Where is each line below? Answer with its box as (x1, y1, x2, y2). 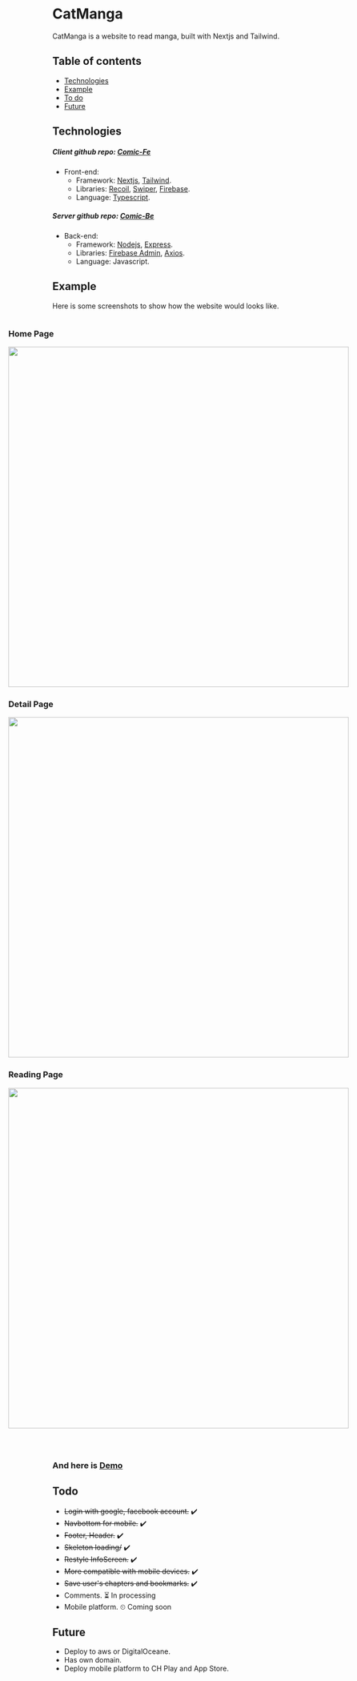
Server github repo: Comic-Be (52, 211, 154, 220)
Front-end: (63, 167, 100, 177)
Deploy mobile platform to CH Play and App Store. (63, 1663, 230, 1674)
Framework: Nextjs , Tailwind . (75, 175, 172, 185)
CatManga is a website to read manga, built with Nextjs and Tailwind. (52, 31, 280, 41)
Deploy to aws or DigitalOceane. (63, 1647, 170, 1656)
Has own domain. (63, 1655, 122, 1665)
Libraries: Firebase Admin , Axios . (75, 248, 186, 258)
